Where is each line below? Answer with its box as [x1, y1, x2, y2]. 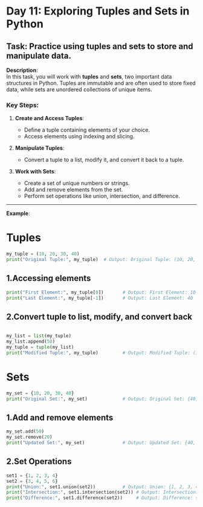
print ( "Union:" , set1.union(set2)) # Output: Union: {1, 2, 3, [6, 483, 193, 490]
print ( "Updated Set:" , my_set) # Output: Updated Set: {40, [6, 440, 196, 446]
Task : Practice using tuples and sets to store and [6, 41, 193, 51]
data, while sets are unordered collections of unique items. [6, 86, 152, 93]
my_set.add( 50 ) [6, 428, 45, 434]
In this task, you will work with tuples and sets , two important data [6, 73, 172, 80]
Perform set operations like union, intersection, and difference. [24, 192, 180, 200]
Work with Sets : [14, 168, 56, 175]
